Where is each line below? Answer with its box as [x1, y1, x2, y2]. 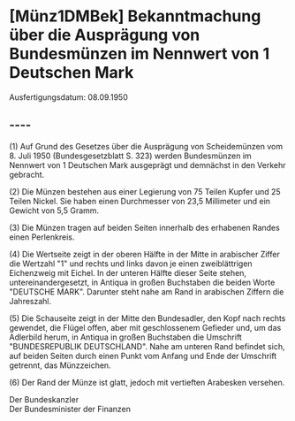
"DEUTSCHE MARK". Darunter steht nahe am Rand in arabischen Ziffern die [9, 286, 284, 297]
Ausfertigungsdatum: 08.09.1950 [9, 91, 128, 103]
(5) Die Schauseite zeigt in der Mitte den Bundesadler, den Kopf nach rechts [9, 312, 286, 324]
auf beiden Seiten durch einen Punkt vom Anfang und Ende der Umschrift [9, 350, 277, 361]
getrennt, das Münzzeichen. [9, 360, 112, 371]
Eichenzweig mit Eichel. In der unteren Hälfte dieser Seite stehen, [9, 267, 247, 278]
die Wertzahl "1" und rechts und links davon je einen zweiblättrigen [9, 258, 253, 269]
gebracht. [9, 169, 45, 180]
